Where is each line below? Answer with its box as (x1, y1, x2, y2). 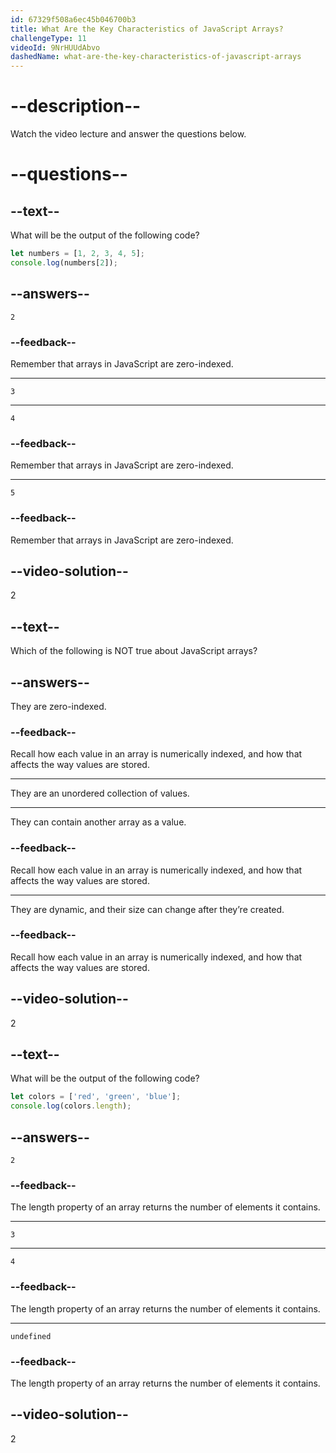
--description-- (10, 95, 142, 118)
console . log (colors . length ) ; (10, 1101, 132, 1111)
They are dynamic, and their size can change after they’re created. (10, 903, 285, 915)
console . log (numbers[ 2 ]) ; (10, 257, 118, 268)
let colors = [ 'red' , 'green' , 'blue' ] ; (10, 1092, 182, 1102)
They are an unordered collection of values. (10, 787, 190, 800)
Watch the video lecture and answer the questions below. (10, 128, 247, 140)
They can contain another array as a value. (10, 816, 187, 828)
